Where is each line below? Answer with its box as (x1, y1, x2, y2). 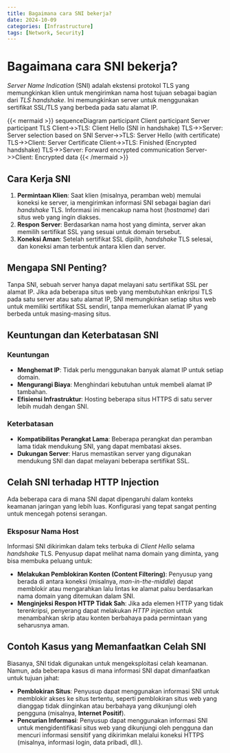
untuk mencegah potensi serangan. (7, 509, 108, 518)
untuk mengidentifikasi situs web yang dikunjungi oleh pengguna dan (16, 723, 214, 732)
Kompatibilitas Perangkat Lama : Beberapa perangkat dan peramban (16, 435, 213, 443)
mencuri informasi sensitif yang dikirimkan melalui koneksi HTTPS (16, 730, 205, 739)
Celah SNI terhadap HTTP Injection (7, 476, 159, 488)
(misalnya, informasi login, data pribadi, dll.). (16, 738, 143, 746)
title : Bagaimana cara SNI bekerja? (7, 10, 112, 17)
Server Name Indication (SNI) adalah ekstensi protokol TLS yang (7, 82, 190, 90)
